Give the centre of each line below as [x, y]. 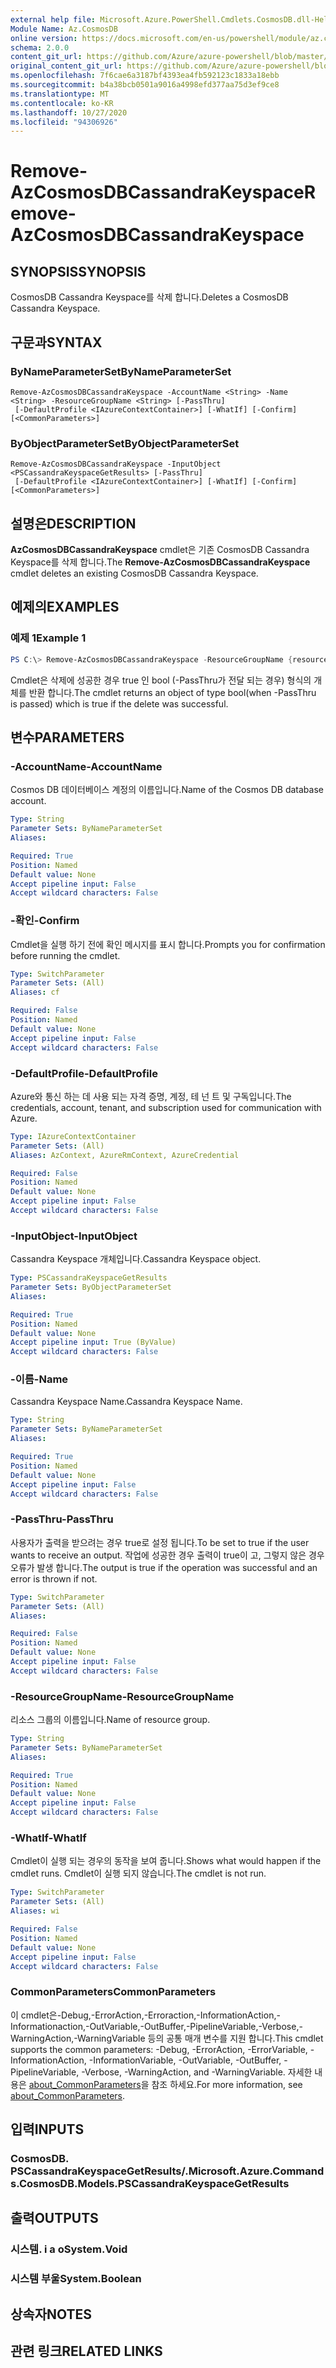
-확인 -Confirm [45, 921]
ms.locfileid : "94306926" [64, 122]
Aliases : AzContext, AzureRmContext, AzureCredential [125, 1155]
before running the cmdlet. [65, 955]
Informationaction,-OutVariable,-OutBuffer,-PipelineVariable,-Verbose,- [156, 2026]
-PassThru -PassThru [62, 1519]
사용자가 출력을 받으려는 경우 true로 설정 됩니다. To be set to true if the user [160, 1542]
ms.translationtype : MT [60, 94]
